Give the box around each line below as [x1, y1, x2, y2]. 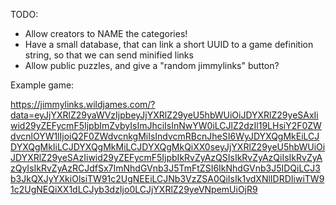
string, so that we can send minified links [24, 49, 194, 61]
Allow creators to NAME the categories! [24, 28, 188, 39]
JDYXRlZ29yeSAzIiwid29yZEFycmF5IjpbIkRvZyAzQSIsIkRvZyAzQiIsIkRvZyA [10, 152, 323, 163]
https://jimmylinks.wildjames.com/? [10, 99, 156, 110]
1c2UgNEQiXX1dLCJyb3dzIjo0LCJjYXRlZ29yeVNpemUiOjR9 [10, 184, 258, 195]
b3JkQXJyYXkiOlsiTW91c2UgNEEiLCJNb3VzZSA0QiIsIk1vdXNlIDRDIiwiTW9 [10, 173, 325, 184]
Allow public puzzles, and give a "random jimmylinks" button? [24, 60, 280, 71]
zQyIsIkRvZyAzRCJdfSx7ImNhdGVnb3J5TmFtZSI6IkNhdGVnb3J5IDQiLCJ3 [10, 162, 321, 174]
